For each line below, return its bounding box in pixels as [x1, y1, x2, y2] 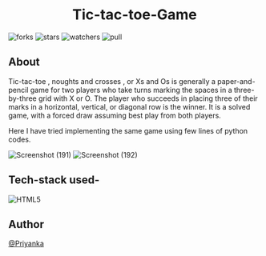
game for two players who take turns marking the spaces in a [30, 85, 232, 94]
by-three [8, 94, 38, 103]
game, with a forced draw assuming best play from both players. [8, 110, 222, 120]
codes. [8, 134, 31, 144]
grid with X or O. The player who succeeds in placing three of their [38, 94, 258, 103]
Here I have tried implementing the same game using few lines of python [8, 126, 248, 135]
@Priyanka [8, 238, 44, 249]
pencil [8, 85, 29, 94]
